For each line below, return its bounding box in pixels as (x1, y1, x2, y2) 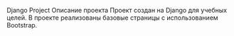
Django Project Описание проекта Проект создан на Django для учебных (6, 6, 228, 14)
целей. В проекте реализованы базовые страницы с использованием (6, 13, 218, 22)
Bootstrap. (6, 21, 38, 29)
